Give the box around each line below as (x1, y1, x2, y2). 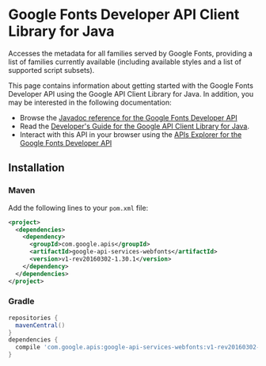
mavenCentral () (15, 321, 66, 330)
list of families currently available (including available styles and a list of (8, 57, 242, 67)
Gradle (8, 295, 35, 307)
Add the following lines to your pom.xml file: (8, 203, 149, 212)
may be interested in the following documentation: (8, 97, 172, 107)
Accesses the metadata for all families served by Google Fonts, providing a (8, 48, 253, 58)
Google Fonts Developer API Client (8, 6, 240, 24)
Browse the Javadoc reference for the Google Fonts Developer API (19, 112, 237, 122)
